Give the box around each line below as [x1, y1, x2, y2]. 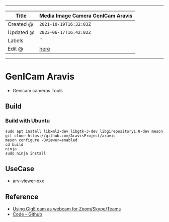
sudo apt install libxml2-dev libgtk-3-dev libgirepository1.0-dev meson [5, 129, 163, 134]
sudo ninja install [5, 151, 46, 156]
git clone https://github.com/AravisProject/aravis [5, 133, 116, 138]
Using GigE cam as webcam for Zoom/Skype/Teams [12, 206, 121, 212]
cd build [5, 142, 24, 147]
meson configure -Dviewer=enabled [5, 137, 78, 143]
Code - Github [12, 211, 43, 217]
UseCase [5, 164, 34, 173]
